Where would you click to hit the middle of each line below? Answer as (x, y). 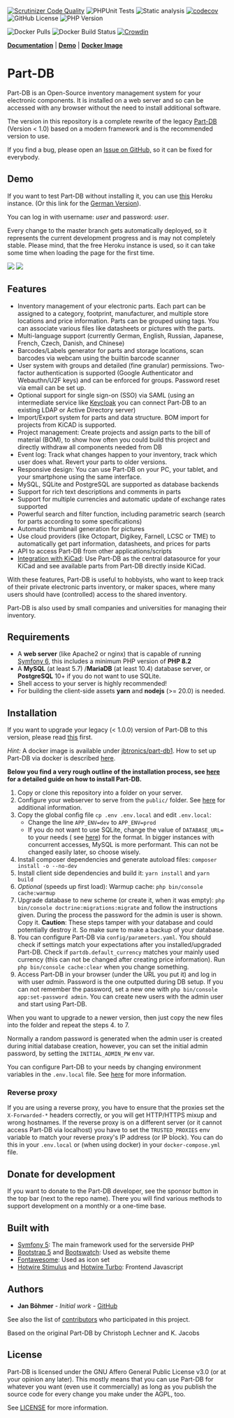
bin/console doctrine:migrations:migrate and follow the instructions (117, 908)
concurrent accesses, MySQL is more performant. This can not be (123, 845)
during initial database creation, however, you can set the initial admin (108, 1046)
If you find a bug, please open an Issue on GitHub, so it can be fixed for (110, 150)
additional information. (50, 808)
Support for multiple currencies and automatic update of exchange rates (121, 499)
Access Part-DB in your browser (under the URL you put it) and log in (117, 974)
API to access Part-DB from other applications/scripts (95, 551)
